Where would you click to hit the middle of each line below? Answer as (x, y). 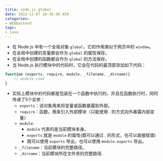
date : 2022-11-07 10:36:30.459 (37, 14)
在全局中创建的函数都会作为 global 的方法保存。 (61, 59)
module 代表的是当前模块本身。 (58, 129)
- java (12, 32)
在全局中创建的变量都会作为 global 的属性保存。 (61, 53)
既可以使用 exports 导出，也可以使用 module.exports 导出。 (87, 141)
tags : (11, 28)
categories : (17, 19)
